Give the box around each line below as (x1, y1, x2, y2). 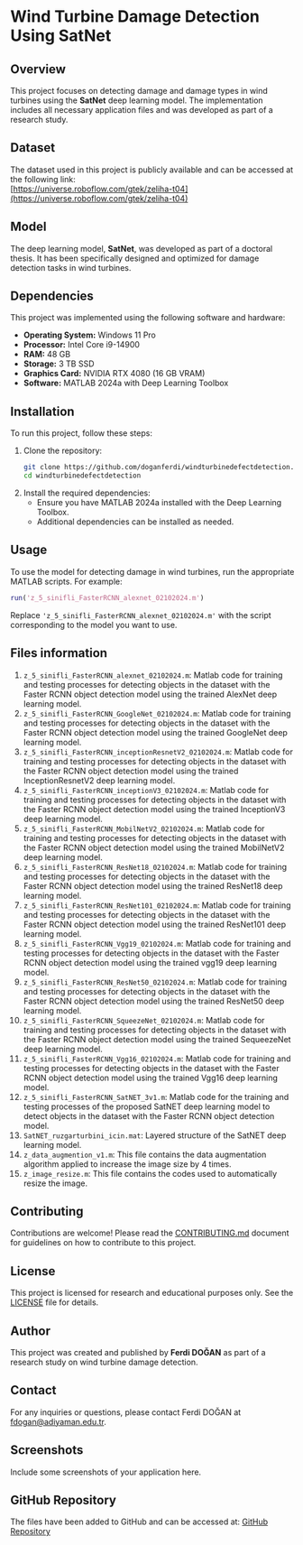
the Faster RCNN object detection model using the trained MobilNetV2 (23, 842, 285, 853)
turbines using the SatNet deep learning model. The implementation (10, 95, 264, 106)
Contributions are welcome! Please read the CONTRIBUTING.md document (10, 1227, 289, 1238)
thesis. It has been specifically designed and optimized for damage (10, 253, 260, 264)
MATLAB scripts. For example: (10, 576, 123, 587)
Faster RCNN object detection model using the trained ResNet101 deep (23, 919, 287, 930)
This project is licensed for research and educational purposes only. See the (10, 1288, 294, 1299)
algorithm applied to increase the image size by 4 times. (23, 1158, 232, 1170)
